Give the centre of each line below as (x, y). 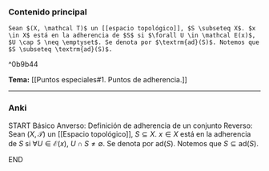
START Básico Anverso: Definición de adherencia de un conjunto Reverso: (130, 125)
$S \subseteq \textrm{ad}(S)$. (60, 50)
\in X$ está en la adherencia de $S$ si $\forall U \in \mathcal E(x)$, (132, 36)
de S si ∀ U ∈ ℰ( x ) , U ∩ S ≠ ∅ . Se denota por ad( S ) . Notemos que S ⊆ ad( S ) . (133, 143)
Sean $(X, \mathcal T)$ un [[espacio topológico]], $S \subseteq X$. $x (132, 29)
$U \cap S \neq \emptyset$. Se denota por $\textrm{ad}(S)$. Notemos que (134, 42)
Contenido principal (48, 12)
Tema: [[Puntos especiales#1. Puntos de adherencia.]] (98, 80)
